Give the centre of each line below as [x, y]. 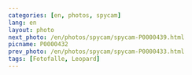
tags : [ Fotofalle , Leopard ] [54, 59]
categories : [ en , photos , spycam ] [65, 15]
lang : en [22, 23]
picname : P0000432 [38, 45]
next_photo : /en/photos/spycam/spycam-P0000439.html [96, 37]
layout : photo [31, 30]
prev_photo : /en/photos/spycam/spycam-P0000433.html [96, 52]
